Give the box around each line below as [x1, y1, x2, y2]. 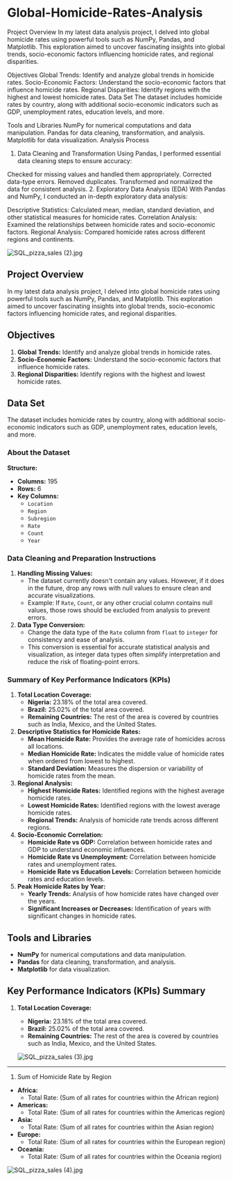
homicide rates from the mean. [27, 772, 116, 780]
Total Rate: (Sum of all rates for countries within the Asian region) [27, 1123, 214, 1131]
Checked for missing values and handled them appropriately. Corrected [7, 170, 212, 178]
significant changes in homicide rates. [27, 912, 137, 920]
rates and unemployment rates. [27, 860, 117, 869]
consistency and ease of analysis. [27, 635, 125, 643]
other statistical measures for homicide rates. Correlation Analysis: [7, 213, 198, 221]
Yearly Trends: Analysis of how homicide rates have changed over [27, 890, 219, 898]
